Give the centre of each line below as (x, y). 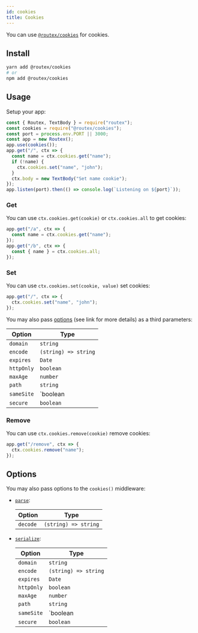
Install (18, 53)
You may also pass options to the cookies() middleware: (76, 489)
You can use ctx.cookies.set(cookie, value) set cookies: (78, 286)
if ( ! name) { (28, 162)
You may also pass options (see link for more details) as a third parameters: (100, 319)
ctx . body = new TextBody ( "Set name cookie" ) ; (70, 179)
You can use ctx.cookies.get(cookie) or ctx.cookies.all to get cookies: (97, 218)
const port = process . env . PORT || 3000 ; (58, 134)
